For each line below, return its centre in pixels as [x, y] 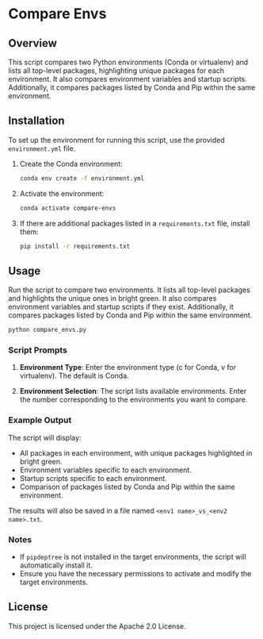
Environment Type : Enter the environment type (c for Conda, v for [128, 368]
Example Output [40, 420]
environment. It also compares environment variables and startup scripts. [128, 79]
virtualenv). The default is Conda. [74, 376]
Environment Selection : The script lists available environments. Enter [133, 391]
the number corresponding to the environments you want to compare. [133, 400]
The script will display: [45, 437]
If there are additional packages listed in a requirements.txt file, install [135, 223]
